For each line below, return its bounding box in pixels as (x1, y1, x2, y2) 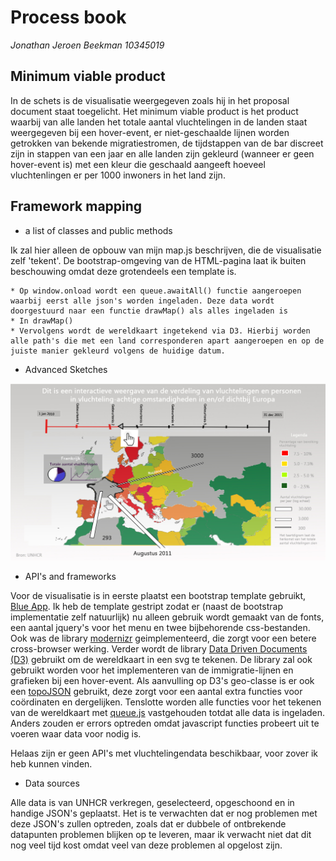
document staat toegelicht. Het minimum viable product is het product (10, 105, 299, 117)
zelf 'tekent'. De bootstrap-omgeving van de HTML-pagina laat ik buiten (10, 254, 307, 266)
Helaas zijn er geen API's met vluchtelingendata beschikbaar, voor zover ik (10, 747, 319, 759)
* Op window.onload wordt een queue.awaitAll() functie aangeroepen (10, 286, 302, 296)
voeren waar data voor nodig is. (10, 727, 142, 740)
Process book (10, 6, 127, 29)
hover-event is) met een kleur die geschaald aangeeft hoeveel (10, 158, 266, 170)
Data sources (24, 777, 80, 789)
